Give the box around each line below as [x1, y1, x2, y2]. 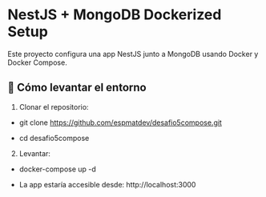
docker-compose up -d [18, 164, 97, 174]
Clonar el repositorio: [18, 102, 89, 111]
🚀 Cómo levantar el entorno [7, 81, 147, 94]
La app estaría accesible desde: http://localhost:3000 [18, 179, 196, 189]
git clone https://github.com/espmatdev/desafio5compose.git [18, 118, 222, 127]
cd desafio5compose [18, 133, 90, 143]
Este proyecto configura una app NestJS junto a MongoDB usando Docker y [7, 49, 259, 58]
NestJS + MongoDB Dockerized [7, 6, 222, 24]
